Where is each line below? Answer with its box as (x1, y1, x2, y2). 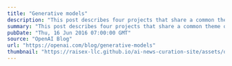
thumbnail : (7, 49, 39, 56)
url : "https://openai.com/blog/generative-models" (7, 42, 156, 49)
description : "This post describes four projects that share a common (7, 16, 215, 23)
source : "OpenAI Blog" (7, 36, 72, 43)
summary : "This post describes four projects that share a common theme (7, 23, 221, 30)
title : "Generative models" (7, 10, 88, 17)
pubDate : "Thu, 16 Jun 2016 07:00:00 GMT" (7, 29, 131, 36)
